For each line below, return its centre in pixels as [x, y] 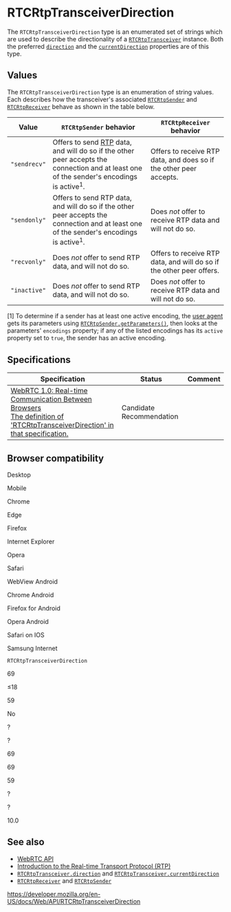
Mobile [17, 488]
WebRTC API [35, 858]
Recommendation [150, 417]
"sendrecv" [28, 164]
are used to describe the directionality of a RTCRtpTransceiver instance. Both [115, 39]
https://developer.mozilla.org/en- [54, 894]
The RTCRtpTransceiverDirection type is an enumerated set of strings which [115, 32]
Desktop [19, 475]
